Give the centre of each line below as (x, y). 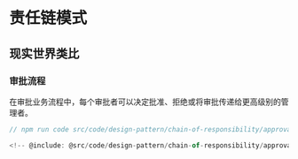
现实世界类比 (44, 53)
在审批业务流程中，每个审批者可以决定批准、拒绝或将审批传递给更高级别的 (145, 102)
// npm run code (39, 129)
